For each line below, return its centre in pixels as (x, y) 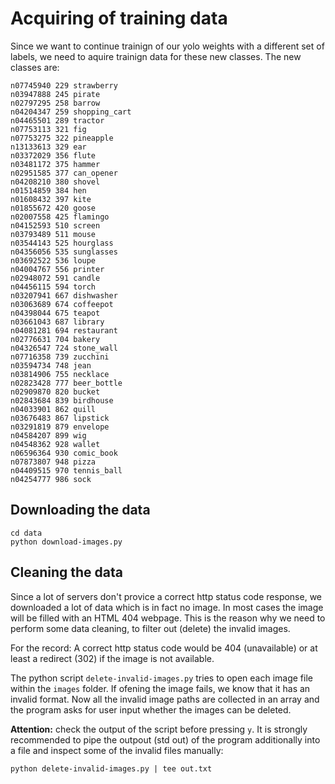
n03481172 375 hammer (55, 164)
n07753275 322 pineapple (62, 138)
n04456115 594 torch (53, 287)
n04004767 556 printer (57, 269)
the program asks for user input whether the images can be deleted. (151, 709)
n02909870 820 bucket (55, 392)
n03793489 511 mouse (53, 234)
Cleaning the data (66, 572)
